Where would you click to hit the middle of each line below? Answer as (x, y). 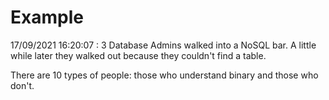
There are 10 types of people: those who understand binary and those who (164, 75)
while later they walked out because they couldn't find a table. (138, 55)
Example (47, 17)
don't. (22, 85)
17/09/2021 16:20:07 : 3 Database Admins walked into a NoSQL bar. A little (163, 45)
